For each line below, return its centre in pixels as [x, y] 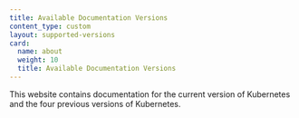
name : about [40, 52]
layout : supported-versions [63, 34]
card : [19, 43]
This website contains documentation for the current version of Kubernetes [150, 94]
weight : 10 [38, 60]
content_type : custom [50, 26]
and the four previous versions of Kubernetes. [95, 103]
